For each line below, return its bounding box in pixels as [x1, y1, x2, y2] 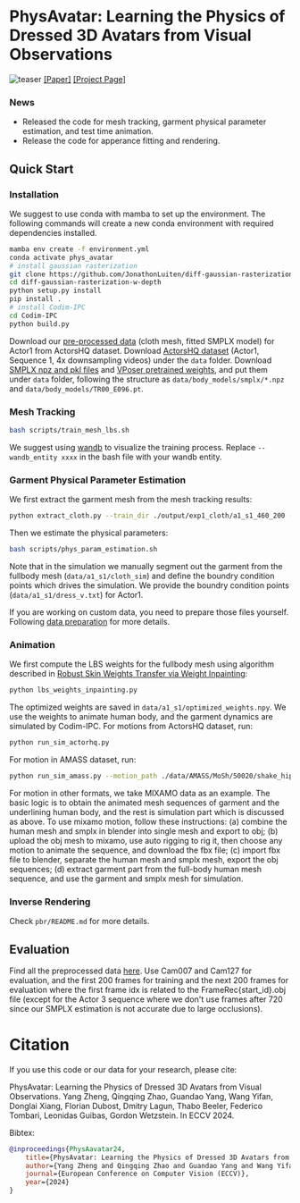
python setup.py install [9, 286, 102, 296]
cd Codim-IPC [9, 311, 58, 320]
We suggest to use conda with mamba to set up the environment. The [9, 208, 266, 219]
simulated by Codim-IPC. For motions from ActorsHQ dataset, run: [9, 721, 253, 732]
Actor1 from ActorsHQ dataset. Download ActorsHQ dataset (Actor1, [9, 345, 260, 356]
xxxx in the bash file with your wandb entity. [61, 451, 222, 462]
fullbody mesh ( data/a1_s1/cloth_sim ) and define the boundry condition [9, 570, 275, 581]
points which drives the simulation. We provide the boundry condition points [9, 579, 290, 591]
